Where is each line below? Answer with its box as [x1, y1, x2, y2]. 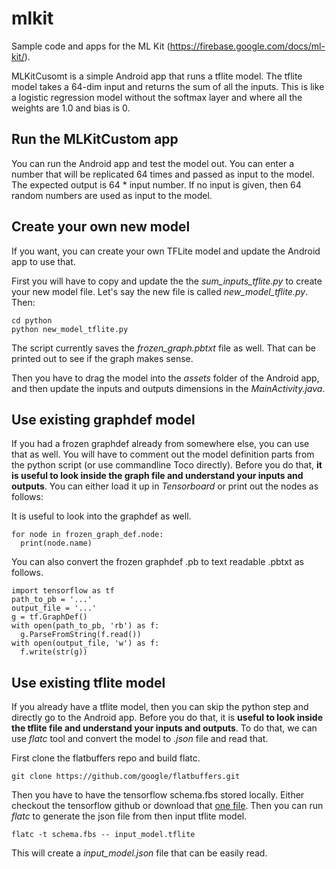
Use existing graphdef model [11, 411, 196, 428]
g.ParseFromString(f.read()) [20, 630, 142, 640]
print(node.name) [20, 538, 93, 549]
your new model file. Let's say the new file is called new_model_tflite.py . [11, 285, 309, 297]
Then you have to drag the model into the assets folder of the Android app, [11, 372, 320, 384]
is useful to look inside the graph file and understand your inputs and [11, 470, 304, 482]
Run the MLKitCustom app [11, 131, 179, 148]
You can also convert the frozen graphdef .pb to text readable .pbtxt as [11, 556, 304, 568]
